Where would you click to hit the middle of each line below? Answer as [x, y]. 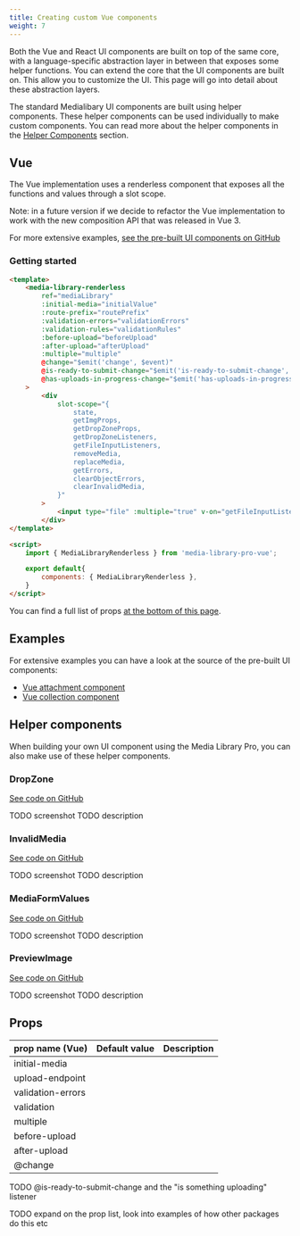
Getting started [43, 261]
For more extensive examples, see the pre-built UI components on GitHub [145, 238]
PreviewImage [41, 958]
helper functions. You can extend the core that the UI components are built [147, 70]
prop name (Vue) [51, 1048]
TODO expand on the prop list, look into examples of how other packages [144, 1214]
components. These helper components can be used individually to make [144, 116]
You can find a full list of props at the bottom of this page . [115, 610]
